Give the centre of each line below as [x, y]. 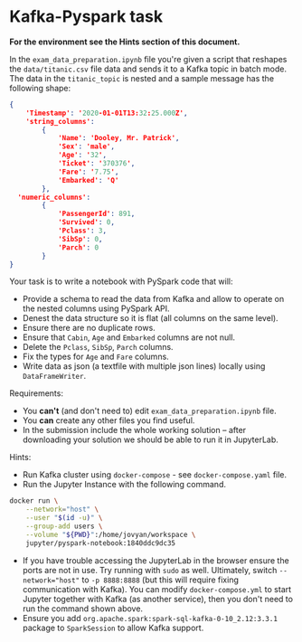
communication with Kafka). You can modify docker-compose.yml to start [157, 589]
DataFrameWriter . [54, 376]
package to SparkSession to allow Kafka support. [113, 628]
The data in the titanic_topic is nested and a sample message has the [142, 78]
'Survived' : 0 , [86, 222]
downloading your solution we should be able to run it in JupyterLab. [150, 439]
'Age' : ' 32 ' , [82, 156]
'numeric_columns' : [54, 197]
